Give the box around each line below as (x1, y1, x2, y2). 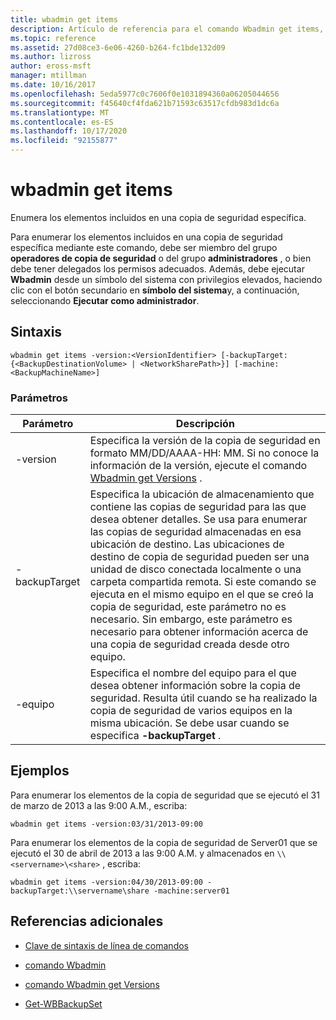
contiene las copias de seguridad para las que (89, 500, 307, 514)
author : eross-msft (10, 61, 92, 71)
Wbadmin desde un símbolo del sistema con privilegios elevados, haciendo (10, 273, 323, 285)
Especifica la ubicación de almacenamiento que (89, 487, 315, 501)
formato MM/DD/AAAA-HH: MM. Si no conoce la (89, 446, 320, 460)
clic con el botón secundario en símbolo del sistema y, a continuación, (10, 284, 300, 296)
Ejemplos (10, 762, 70, 780)
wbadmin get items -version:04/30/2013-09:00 (10, 877, 203, 887)
